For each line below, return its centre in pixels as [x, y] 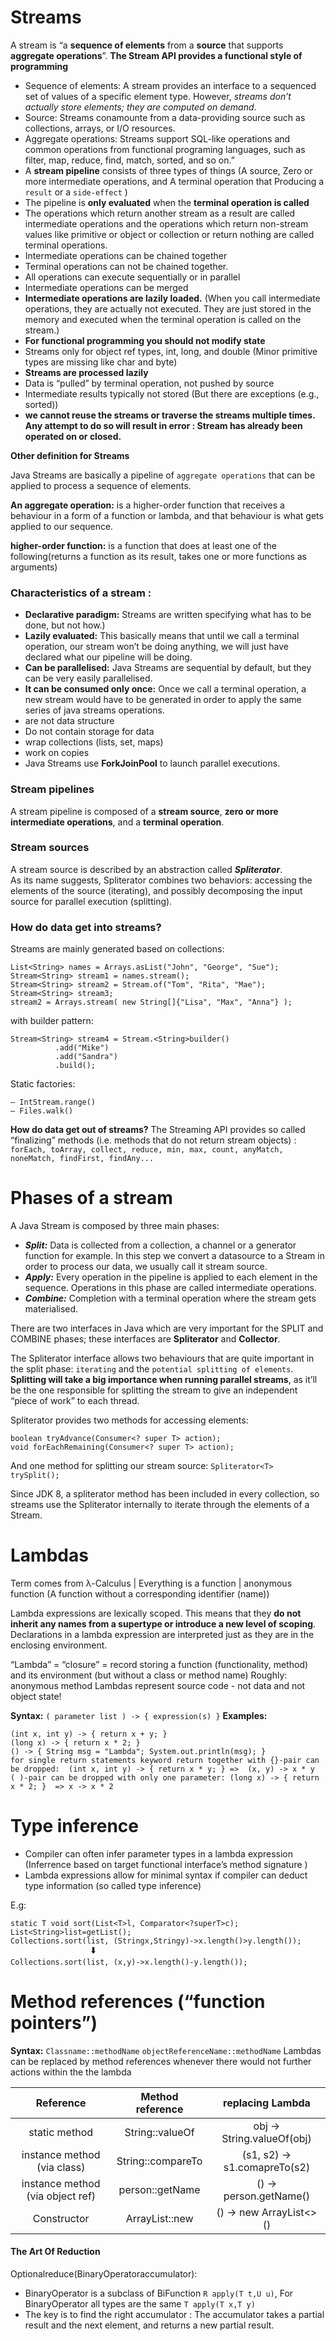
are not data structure [69, 721]
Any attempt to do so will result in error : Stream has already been [163, 425]
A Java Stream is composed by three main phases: [115, 1226]
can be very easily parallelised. [88, 678]
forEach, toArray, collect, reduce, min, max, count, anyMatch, [147, 1150]
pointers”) [54, 2023]
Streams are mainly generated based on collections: [117, 949]
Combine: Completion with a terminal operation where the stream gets [170, 1298]
